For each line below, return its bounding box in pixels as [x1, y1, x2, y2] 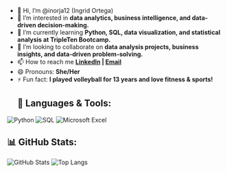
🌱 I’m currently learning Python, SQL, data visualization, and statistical [16, 28, 221, 36]
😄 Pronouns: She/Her [16, 68, 80, 75]
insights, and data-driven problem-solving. [16, 50, 143, 58]
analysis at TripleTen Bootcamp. [16, 36, 111, 44]
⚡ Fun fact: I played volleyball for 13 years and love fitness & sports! [16, 75, 213, 83]
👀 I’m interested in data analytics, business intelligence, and [16, 14, 191, 22]
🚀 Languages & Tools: [16, 98, 112, 109]
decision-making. [37, 21, 89, 29]
